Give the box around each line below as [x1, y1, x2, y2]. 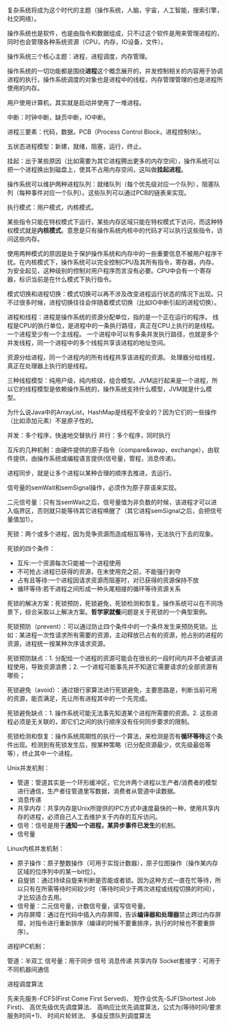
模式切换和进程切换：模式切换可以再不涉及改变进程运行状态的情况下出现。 [7, 290, 217, 298]
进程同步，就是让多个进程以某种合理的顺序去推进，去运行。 [7, 469, 175, 477]
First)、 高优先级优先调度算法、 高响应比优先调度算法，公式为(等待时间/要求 [7, 1003, 222, 1011]
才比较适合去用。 [16, 894, 66, 901]
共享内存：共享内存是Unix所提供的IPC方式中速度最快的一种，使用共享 [16, 804, 214, 812]
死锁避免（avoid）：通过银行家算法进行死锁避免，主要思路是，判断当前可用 [7, 686, 218, 694]
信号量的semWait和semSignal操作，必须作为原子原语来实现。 [7, 484, 181, 492]
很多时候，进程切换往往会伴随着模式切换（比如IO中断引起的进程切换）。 [18, 298, 220, 307]
